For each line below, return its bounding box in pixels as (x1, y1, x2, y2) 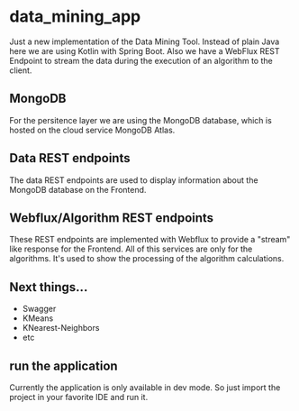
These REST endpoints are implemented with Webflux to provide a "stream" (9, 234, 291, 245)
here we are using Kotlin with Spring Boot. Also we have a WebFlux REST (9, 45, 281, 56)
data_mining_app (9, 6, 141, 27)
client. (9, 65, 32, 76)
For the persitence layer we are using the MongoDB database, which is (9, 114, 272, 125)
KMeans (22, 313, 54, 324)
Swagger (22, 304, 57, 315)
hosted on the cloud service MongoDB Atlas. (9, 124, 176, 135)
